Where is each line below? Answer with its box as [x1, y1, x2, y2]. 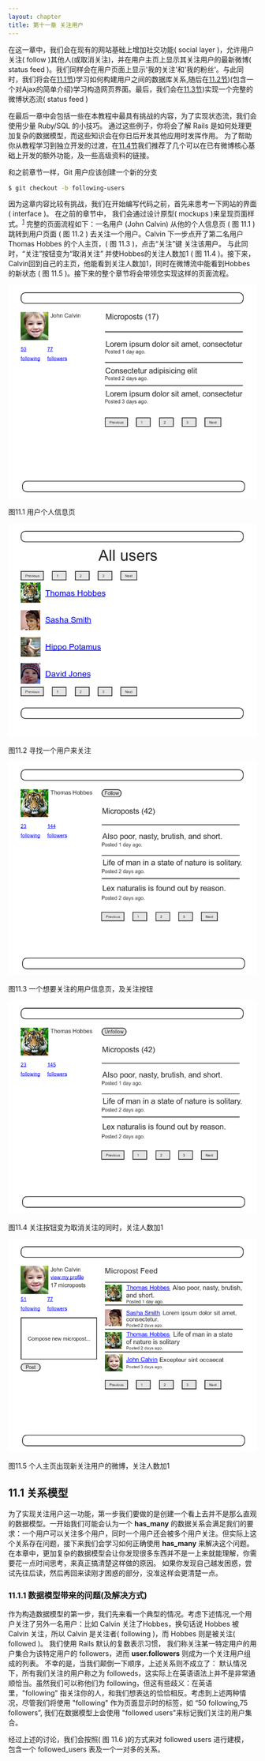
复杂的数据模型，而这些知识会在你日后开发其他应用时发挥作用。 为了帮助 [14, 130, 252, 140]
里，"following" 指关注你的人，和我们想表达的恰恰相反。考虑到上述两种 [8, 1688, 240, 1698]
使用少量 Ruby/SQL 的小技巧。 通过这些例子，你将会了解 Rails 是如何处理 [8, 121, 245, 130]
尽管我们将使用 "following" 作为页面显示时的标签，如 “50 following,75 [21, 1699, 248, 1708]
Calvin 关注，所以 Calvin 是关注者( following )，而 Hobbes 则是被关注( [8, 1629, 236, 1639]
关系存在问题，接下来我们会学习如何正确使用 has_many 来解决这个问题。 [14, 1538, 254, 1548]
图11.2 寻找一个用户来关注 [8, 746, 91, 755]
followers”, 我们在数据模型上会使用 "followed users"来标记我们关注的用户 [8, 1708, 246, 1718]
